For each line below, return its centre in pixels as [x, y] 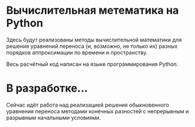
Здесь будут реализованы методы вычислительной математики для [94, 40]
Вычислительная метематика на [92, 10]
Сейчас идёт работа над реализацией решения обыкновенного [88, 105]
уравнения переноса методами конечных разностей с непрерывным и [97, 111]
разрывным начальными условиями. [54, 117]
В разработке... [47, 88]
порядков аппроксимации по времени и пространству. [77, 52]
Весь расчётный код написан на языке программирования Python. [92, 64]
